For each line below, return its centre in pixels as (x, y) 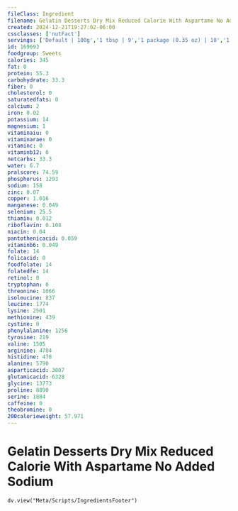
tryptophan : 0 (28, 285)
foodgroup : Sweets (34, 54)
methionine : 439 (31, 318)
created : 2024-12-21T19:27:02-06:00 (61, 27)
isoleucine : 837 (31, 298)
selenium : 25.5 (30, 212)
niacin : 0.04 (27, 231)
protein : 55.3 (28, 73)
